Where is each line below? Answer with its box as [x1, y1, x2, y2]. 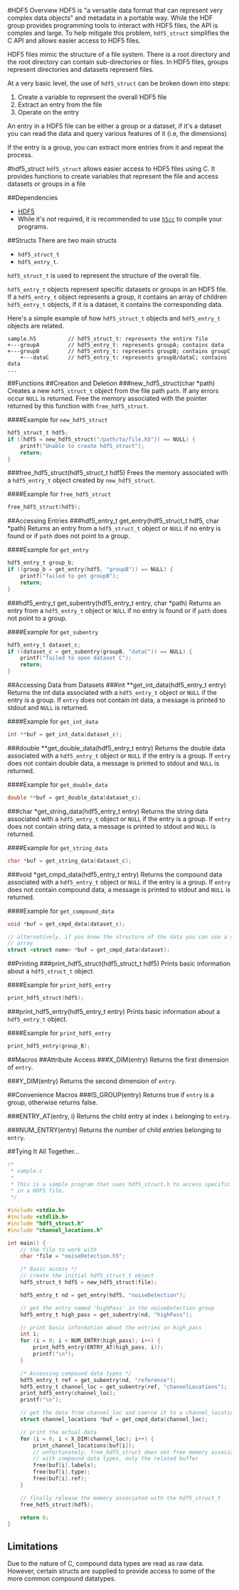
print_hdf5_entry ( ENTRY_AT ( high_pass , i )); [33, 1344, 164, 1351]
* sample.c [10, 1167, 43, 1174]
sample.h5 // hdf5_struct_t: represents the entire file [7, 335, 208, 342]
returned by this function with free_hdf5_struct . [7, 402, 149, 410]
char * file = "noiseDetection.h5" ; [20, 1252, 126, 1260]
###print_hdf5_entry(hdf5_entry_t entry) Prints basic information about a [7, 1008, 221, 1015]
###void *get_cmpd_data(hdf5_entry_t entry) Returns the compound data [7, 870, 223, 879]
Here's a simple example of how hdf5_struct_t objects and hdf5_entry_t [7, 314, 221, 323]
